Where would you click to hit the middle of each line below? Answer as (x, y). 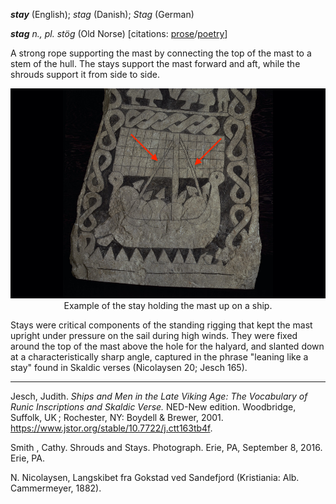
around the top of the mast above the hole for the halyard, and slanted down (167, 346)
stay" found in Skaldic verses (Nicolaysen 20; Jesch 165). (129, 368)
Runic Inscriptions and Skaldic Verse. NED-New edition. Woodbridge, (153, 407)
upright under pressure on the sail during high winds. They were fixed (154, 336)
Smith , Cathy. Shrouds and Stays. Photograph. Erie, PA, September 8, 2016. (166, 448)
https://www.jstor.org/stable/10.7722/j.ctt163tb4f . (111, 428)
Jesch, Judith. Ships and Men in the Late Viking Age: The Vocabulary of (159, 396)
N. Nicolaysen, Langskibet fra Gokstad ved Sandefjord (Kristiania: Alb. (155, 478)
